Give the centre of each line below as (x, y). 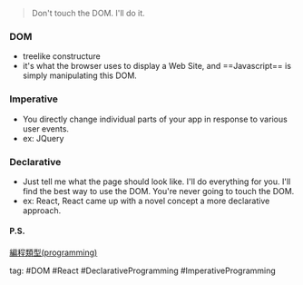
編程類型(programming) (54, 252)
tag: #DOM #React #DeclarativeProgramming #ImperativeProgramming (143, 270)
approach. (42, 210)
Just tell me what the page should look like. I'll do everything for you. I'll (156, 182)
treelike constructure (62, 56)
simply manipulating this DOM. (80, 75)
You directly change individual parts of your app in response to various (155, 119)
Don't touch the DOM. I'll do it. (88, 13)
